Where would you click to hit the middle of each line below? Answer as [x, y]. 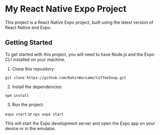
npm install [17, 95]
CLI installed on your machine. [35, 60]
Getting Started [29, 43]
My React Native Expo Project [66, 9]
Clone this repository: [33, 69]
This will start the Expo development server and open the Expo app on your [80, 123]
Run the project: [28, 105]
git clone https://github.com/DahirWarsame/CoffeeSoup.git [66, 78]
